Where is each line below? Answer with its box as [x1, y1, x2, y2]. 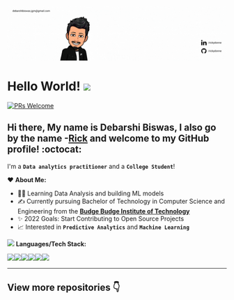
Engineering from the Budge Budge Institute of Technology [17, 207, 190, 215]
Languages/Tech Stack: [15, 239, 87, 248]
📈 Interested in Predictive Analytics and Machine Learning [17, 223, 190, 231]
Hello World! [7, 79, 81, 94]
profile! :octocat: [7, 144, 82, 156]
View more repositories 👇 [7, 282, 120, 294]
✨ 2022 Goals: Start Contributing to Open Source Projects [17, 214, 185, 223]
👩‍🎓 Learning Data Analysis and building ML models [17, 189, 164, 197]
